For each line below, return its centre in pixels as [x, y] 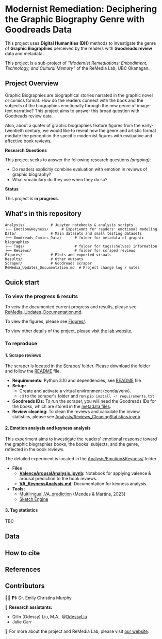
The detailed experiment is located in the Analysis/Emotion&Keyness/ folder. [81, 458]
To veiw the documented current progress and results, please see [71, 307]
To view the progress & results [42, 296]
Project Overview [32, 84]
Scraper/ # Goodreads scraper [49, 263]
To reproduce [21, 343]
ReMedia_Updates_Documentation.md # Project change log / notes [72, 267]
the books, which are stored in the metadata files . [62, 406]
